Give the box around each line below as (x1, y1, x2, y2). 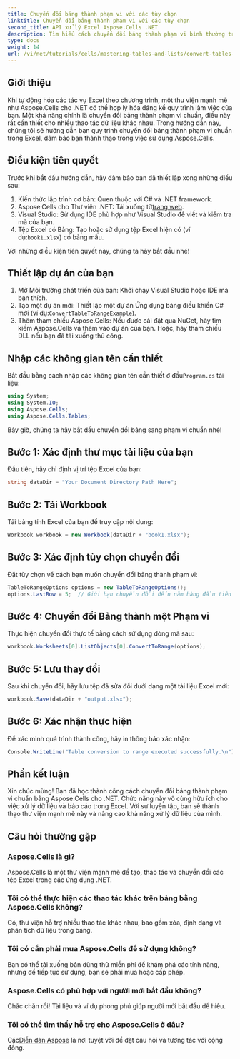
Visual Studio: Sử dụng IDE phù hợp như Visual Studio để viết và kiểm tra (17, 210, 232, 219)
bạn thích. (17, 293, 48, 302)
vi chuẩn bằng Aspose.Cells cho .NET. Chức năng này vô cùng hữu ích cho (7, 794, 229, 803)
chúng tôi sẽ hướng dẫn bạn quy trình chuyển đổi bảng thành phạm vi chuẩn (7, 126, 232, 134)
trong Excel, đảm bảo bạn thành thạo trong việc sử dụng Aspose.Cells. (7, 134, 216, 142)
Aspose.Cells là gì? (7, 851, 75, 861)
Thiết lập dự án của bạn (7, 267, 114, 279)
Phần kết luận (7, 768, 69, 781)
